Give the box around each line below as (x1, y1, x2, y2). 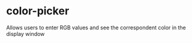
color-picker (6, 4, 70, 18)
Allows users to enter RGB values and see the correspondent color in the (6, 24, 186, 31)
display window (6, 30, 45, 37)
